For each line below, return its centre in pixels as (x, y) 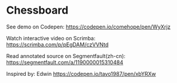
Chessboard (37, 10)
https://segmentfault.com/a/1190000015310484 (65, 62)
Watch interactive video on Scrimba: (51, 38)
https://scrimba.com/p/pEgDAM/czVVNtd (57, 44)
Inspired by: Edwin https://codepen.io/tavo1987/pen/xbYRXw (81, 74)
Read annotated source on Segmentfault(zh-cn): (66, 56)
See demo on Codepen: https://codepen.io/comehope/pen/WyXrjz (89, 27)
